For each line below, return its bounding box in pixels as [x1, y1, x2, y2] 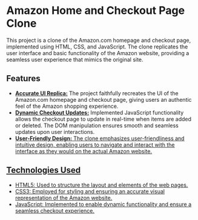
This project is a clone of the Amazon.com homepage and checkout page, [6, 36, 191, 44]
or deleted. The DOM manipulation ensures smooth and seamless [15, 122, 179, 129]
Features [6, 73, 41, 84]
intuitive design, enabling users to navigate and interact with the [15, 141, 175, 148]
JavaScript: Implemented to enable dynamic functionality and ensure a [15, 201, 192, 208]
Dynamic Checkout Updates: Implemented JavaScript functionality [15, 108, 184, 116]
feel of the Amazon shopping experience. [15, 102, 119, 110]
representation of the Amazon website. [15, 194, 113, 201]
